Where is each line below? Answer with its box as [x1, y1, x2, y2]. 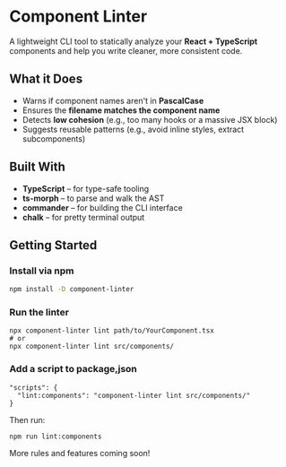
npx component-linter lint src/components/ [9, 342, 175, 351]
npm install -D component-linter [9, 285, 134, 294]
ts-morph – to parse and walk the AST [22, 193, 165, 203]
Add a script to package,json [9, 363, 137, 376]
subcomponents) [22, 133, 86, 144]
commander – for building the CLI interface [22, 202, 184, 212]
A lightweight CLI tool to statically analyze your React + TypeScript [9, 36, 258, 47]
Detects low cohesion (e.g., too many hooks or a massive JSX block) [22, 114, 278, 125]
